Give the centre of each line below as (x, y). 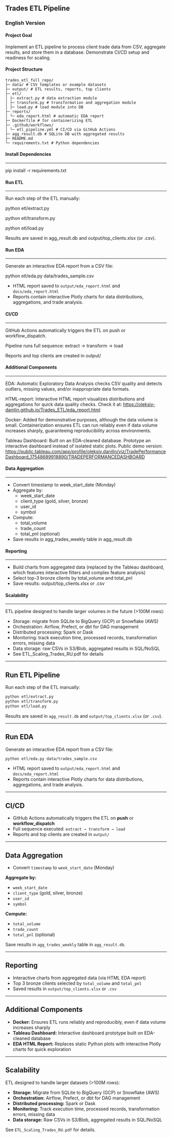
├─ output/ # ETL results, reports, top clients (58, 89)
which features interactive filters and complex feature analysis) (79, 573)
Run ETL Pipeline (33, 675)
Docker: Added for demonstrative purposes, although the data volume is (82, 419)
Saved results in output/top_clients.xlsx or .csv (64, 988)
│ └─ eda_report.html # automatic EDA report (55, 116)
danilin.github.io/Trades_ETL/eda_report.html (53, 410)
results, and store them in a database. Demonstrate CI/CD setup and (77, 52)
